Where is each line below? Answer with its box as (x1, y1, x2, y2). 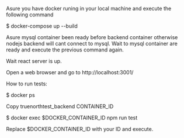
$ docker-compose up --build (6, 23, 78, 29)
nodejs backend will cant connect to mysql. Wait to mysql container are (6, 40, 178, 47)
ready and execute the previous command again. (6, 46, 124, 53)
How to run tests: (6, 80, 48, 87)
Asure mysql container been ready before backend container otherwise (6, 34, 178, 40)
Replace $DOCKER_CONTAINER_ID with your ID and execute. (6, 126, 154, 132)
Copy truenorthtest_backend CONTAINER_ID (6, 103, 114, 110)
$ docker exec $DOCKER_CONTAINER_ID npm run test (6, 114, 138, 121)
